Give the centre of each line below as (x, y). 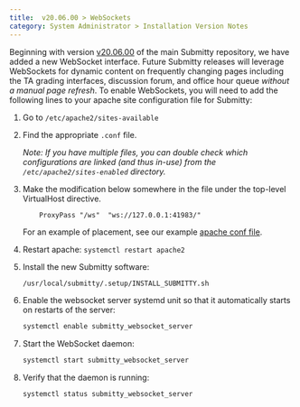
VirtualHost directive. (62, 199)
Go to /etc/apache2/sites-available (90, 117)
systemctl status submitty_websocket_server (108, 394)
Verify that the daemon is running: (86, 378)
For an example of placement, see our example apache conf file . (142, 232)
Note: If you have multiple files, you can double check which (135, 152)
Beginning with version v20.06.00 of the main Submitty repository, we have (150, 51)
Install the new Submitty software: (86, 266)
